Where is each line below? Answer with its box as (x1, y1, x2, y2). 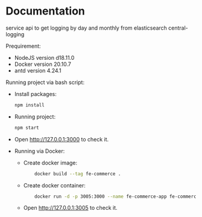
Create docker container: (23, 181, 86, 189)
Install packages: (14, 90, 57, 97)
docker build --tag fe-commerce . (34, 170, 121, 177)
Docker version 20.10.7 (14, 60, 72, 68)
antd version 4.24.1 (14, 66, 62, 74)
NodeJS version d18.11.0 (14, 54, 75, 61)
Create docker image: (23, 159, 78, 166)
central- (168, 24, 188, 31)
